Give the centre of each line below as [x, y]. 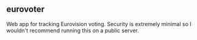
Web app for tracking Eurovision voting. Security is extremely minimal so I [99, 24]
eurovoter [25, 9]
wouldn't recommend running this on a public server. [73, 30]
